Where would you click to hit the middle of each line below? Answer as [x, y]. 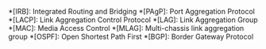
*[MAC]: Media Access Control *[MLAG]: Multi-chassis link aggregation [126, 28]
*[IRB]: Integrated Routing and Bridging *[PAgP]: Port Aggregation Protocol [132, 11]
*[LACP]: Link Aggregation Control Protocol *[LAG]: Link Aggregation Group [133, 20]
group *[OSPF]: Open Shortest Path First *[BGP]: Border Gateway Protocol [131, 36]
